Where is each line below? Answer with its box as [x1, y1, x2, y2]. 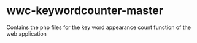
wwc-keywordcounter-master [6, 4, 164, 18]
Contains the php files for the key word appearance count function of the [6, 24, 191, 31]
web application [6, 30, 47, 37]
